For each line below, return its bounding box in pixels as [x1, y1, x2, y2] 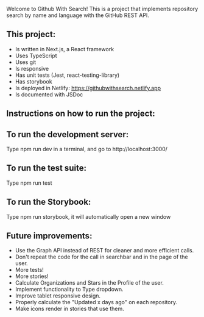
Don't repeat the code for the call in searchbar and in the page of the [15, 253, 189, 261]
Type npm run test [6, 179, 53, 187]
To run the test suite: [6, 163, 87, 173]
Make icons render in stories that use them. [15, 305, 125, 313]
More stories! [15, 272, 49, 280]
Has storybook [15, 77, 53, 85]
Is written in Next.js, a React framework [15, 45, 114, 52]
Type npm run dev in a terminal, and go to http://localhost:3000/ [6, 146, 167, 153]
